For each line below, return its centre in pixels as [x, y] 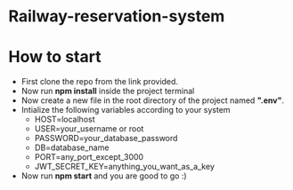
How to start [55, 57]
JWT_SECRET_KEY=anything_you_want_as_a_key [124, 167]
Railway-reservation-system [117, 16]
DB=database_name [72, 147]
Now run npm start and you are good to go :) [104, 176]
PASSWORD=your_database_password [106, 139]
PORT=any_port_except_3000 [89, 157]
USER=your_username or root [89, 129]
